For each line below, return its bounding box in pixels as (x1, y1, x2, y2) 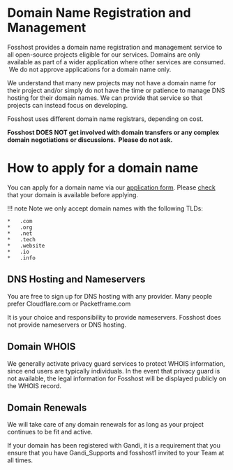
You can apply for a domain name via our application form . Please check (7, 183, 216, 192)
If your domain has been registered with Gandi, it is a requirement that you (7, 441, 221, 450)
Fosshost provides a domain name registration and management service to (7, 43, 223, 51)
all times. (7, 456, 33, 464)
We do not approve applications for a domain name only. (8, 65, 172, 73)
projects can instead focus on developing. (7, 101, 128, 109)
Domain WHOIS (7, 341, 76, 352)
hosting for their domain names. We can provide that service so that (7, 93, 203, 102)
